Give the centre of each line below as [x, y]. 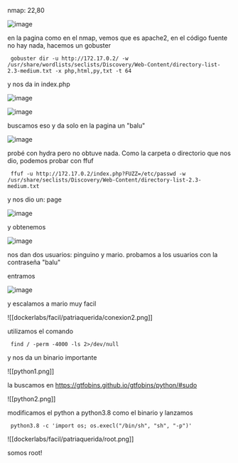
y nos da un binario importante [52, 358]
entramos [21, 276]
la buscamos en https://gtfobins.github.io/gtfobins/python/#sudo [102, 385]
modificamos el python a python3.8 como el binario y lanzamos [100, 413]
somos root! [25, 453]
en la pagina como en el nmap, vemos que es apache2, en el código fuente [118, 38]
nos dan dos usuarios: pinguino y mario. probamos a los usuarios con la [113, 255]
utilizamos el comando [40, 331]
